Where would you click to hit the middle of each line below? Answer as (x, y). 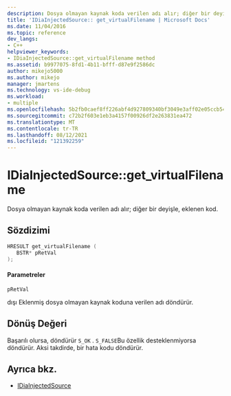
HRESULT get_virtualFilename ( (52, 246)
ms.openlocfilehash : (37, 109)
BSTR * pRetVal (36, 253)
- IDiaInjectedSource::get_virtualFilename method (81, 58)
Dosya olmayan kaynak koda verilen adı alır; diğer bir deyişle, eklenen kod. (113, 209)
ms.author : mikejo (33, 77)
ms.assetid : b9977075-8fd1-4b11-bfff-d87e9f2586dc (81, 65)
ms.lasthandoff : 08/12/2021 (47, 135)
